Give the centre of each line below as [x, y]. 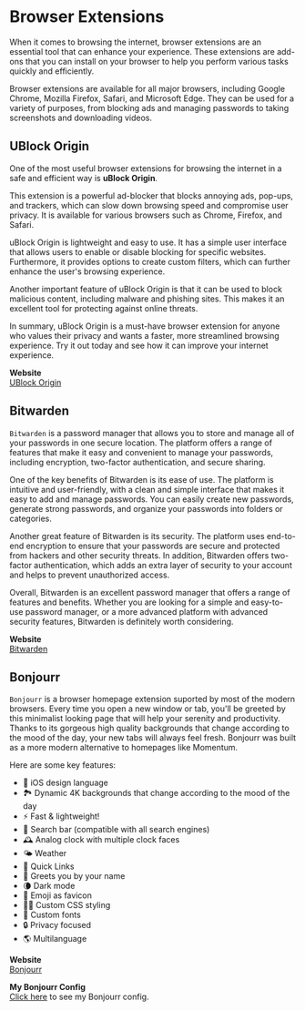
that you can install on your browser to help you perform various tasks [157, 61]
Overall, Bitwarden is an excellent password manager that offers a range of [150, 592]
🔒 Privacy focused [57, 925]
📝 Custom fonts [52, 915]
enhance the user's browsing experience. [87, 271]
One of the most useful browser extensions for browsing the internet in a [146, 168]
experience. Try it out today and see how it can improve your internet [139, 345]
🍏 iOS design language [66, 783]
